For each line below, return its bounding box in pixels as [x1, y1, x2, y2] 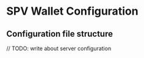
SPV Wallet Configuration [6, 4, 139, 18]
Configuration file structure [6, 29, 113, 39]
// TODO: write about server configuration [6, 45, 112, 52]
